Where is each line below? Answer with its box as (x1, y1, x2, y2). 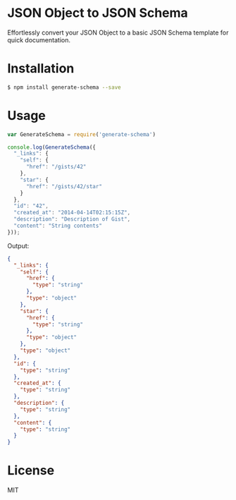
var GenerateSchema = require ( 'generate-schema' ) (7, 130, 156, 138)
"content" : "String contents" (13, 222, 102, 230)
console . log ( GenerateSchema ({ (7, 143, 97, 151)
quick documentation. (7, 35, 70, 44)
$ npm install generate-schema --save (7, 83, 121, 91)
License (7, 463, 55, 479)
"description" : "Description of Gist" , (13, 216, 131, 223)
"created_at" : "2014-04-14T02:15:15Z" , (13, 209, 131, 217)
